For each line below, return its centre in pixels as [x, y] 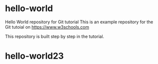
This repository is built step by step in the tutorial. [55, 36]
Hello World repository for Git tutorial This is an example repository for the [79, 22]
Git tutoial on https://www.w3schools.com [47, 27]
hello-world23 [35, 56]
